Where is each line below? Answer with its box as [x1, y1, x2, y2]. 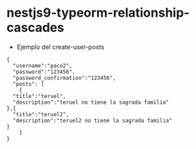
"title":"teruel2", [13, 111, 70, 118]
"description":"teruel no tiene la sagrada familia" [13, 99, 169, 106]
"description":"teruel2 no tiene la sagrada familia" [13, 117, 172, 124]
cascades [6, 19, 64, 36]
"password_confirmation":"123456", [13, 74, 116, 81]
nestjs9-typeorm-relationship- [6, 5, 190, 21]
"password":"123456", [13, 68, 76, 75]
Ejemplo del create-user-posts [16, 42, 105, 51]
